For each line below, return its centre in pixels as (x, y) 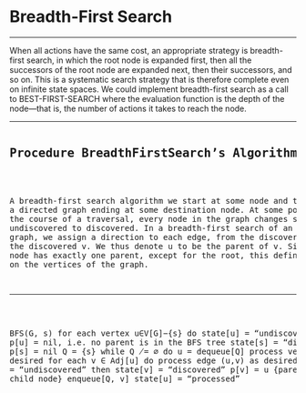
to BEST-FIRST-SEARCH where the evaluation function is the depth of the (147, 98)
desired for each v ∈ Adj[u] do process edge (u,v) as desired (153, 360)
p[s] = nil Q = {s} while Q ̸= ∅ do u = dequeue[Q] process (147, 351)
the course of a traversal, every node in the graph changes (149, 219)
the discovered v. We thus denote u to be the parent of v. (147, 246)
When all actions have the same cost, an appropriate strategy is (129, 50)
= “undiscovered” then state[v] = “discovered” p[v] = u (139, 369)
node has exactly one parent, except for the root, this (139, 255)
